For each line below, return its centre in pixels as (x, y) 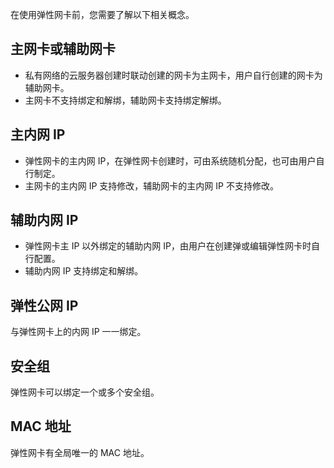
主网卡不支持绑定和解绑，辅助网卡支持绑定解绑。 (125, 100)
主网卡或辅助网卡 (63, 49)
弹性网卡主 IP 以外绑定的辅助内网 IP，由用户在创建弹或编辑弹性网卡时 (168, 246)
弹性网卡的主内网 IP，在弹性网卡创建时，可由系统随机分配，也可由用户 (170, 160)
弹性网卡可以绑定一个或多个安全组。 (85, 392)
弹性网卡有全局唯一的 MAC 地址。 (80, 452)
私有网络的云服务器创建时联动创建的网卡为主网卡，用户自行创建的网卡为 (173, 75)
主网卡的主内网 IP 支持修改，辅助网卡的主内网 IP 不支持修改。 (151, 185)
